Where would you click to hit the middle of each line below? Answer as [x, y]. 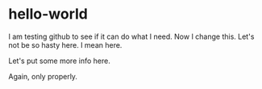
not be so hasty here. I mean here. [65, 44]
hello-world [48, 14]
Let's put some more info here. [59, 61]
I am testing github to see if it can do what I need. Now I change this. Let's [131, 36]
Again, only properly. [43, 76]
